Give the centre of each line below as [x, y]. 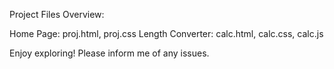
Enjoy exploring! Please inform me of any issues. [109, 53]
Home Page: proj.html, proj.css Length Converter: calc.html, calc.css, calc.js [166, 33]
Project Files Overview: [57, 14]
